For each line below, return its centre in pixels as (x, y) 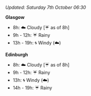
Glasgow (15, 17)
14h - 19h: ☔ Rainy (32, 88)
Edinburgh (17, 55)
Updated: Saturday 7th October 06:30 (46, 7)
